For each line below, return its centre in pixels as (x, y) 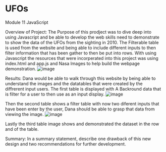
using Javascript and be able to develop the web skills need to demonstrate (82, 37)
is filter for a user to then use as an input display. (55, 94)
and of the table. (22, 129)
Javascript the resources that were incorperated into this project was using (82, 58)
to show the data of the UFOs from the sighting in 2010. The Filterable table (82, 42)
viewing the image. (25, 114)
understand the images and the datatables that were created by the (74, 83)
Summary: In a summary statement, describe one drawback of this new (78, 139)
